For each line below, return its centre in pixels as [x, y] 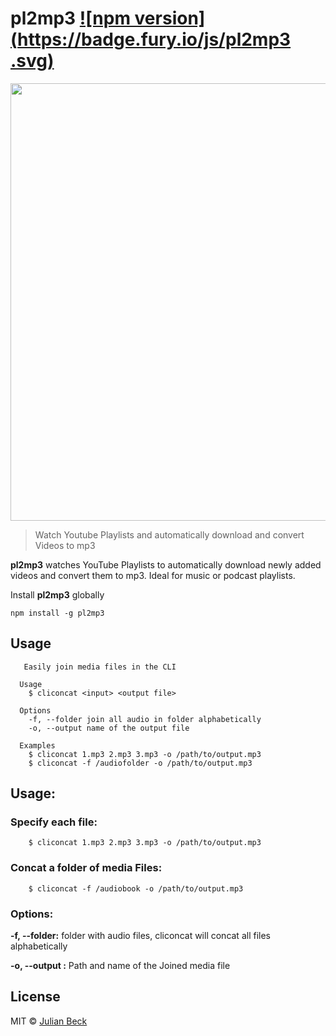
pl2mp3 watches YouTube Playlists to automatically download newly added [166, 564]
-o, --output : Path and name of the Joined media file [120, 966]
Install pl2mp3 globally [57, 594]
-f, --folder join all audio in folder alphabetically [145, 719]
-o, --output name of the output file [109, 728]
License [35, 997]
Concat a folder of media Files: [86, 868]
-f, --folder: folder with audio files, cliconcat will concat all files [140, 936]
